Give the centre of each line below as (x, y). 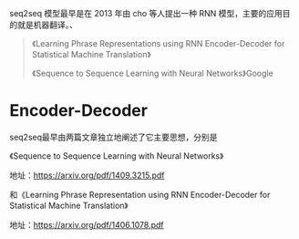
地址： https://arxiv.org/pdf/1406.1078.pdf (87, 224)
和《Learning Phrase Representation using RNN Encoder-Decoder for (140, 194)
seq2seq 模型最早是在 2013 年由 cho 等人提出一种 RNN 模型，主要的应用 (146, 13)
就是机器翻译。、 (47, 25)
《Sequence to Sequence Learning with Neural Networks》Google (152, 73)
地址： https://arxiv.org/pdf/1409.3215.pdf (87, 175)
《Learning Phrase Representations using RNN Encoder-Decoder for (158, 43)
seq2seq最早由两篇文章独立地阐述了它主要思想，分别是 (113, 137)
